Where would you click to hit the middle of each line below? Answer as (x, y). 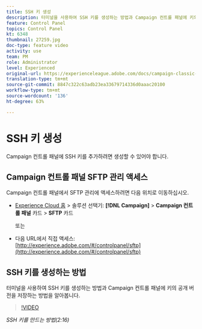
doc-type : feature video (37, 46)
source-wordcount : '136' (37, 96)
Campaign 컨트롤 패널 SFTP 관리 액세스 (77, 177)
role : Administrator (32, 62)
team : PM (17, 57)
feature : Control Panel (36, 23)
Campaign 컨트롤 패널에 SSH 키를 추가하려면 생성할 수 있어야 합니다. (87, 156)
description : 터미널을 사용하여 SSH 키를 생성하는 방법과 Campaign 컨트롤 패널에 (97, 17)
